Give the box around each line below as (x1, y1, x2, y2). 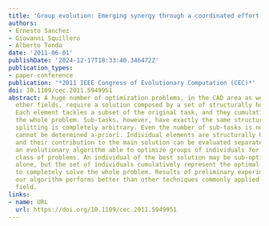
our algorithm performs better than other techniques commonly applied (15, 176, 260, 184)
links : (8, 190, 30, 199)
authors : (8, 19, 38, 27)
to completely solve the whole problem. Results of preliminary (15, 168, 235, 176)
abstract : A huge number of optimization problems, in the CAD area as (8, 94, 252, 102)
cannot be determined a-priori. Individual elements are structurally (15, 131, 256, 139)
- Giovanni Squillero (8, 34, 81, 42)
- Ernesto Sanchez (8, 26, 70, 34)
